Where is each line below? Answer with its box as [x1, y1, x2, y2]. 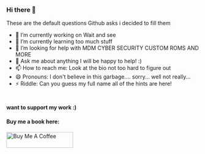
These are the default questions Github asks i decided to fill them [6, 20, 171, 27]
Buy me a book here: [6, 118, 60, 125]
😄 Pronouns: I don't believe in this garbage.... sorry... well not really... [15, 73, 191, 80]
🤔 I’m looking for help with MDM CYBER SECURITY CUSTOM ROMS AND [15, 44, 199, 52]
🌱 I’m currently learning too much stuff [15, 38, 113, 45]
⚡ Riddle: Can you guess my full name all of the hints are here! [15, 80, 173, 88]
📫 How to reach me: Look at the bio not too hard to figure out [15, 64, 171, 72]
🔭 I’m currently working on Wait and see [15, 31, 116, 39]
